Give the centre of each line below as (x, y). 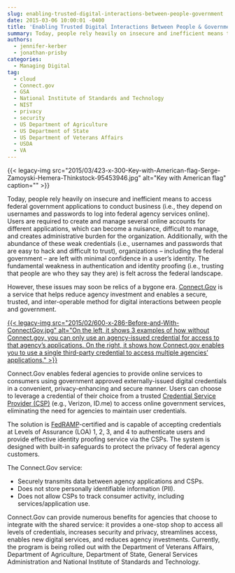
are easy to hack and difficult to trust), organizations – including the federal (115, 251)
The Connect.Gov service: (45, 468)
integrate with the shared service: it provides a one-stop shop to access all (115, 525)
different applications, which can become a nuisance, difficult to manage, (113, 229)
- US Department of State (51, 131)
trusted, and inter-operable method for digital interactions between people (114, 302)
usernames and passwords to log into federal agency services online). (108, 214)
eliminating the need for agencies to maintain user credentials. (97, 411)
